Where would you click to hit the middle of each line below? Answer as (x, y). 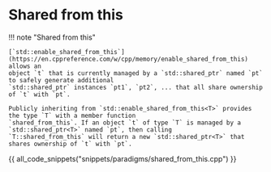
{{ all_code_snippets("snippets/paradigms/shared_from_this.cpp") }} (123, 158)
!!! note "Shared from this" (52, 37)
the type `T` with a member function (72, 115)
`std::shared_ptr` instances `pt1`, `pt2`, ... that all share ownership (136, 87)
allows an (25, 66)
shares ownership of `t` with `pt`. (70, 144)
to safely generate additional (61, 80)
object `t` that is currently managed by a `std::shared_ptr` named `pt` (136, 73)
